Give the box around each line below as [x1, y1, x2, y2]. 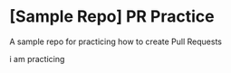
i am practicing [9, 53, 65, 64]
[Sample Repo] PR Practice [9, 6, 215, 27]
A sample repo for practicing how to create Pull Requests [9, 36, 222, 47]
